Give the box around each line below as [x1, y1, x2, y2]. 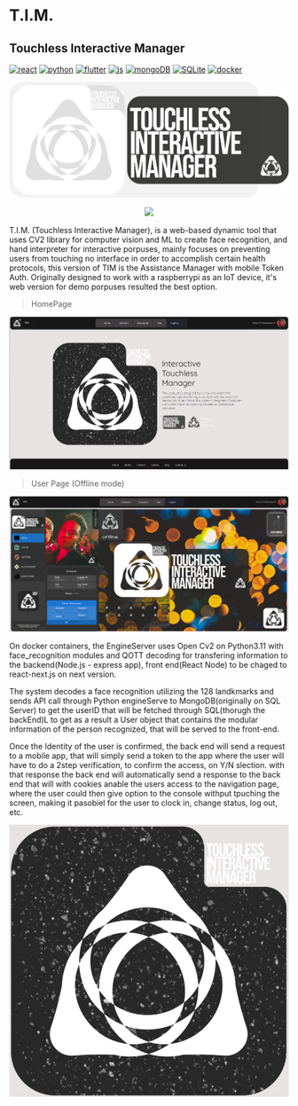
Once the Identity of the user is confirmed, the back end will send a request [9, 741, 286, 751]
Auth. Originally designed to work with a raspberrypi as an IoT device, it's [9, 272, 278, 283]
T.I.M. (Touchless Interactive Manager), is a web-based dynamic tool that [9, 225, 278, 236]
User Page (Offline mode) [30, 478, 125, 489]
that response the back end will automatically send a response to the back [9, 769, 281, 780]
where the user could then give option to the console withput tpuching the [9, 788, 280, 798]
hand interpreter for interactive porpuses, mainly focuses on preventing [9, 244, 271, 255]
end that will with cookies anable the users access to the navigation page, [9, 778, 279, 789]
